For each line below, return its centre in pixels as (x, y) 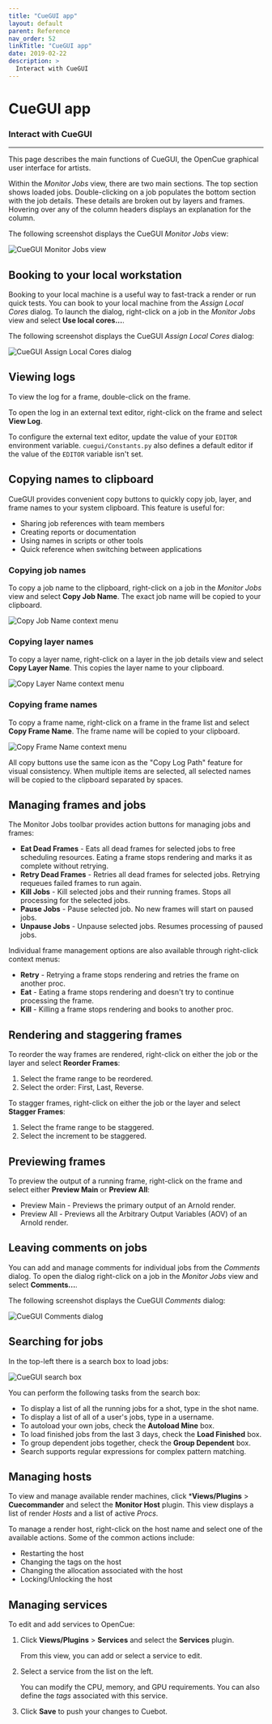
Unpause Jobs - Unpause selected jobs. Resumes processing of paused (141, 926)
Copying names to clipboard (81, 479)
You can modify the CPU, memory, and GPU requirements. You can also (140, 1688)
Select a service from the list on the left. (87, 1671)
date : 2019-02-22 (38, 53)
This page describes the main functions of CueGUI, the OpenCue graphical (134, 160)
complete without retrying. (64, 866)
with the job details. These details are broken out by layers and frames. (127, 201)
